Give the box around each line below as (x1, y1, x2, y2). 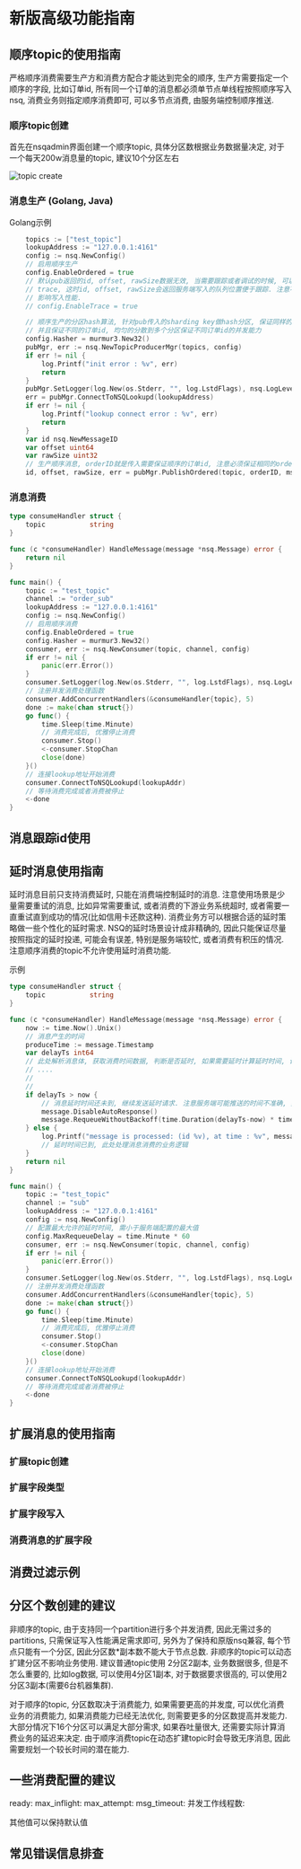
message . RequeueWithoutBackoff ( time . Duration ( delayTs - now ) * (41, 1115, 275, 1124)
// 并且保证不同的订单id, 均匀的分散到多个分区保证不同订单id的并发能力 (25, 326, 262, 335)
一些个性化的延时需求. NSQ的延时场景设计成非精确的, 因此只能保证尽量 (24, 922, 287, 934)
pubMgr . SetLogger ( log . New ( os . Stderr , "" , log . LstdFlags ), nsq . (25, 384, 267, 393)
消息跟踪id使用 (9, 830, 91, 845)
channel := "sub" (25, 1198, 90, 1208)
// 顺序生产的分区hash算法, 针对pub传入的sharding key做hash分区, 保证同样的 (25, 318, 293, 327)
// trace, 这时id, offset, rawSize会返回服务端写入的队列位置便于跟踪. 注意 (25, 285, 290, 294)
